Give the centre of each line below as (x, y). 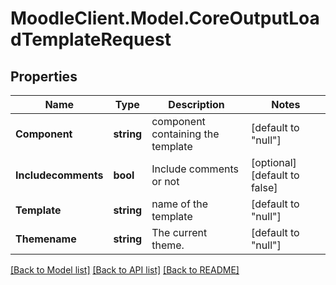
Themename (46, 239)
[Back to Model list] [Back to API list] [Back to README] (125, 270)
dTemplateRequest (91, 39)
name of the (180, 204)
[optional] (273, 162)
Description (196, 104)
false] (264, 187)
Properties (44, 76)
